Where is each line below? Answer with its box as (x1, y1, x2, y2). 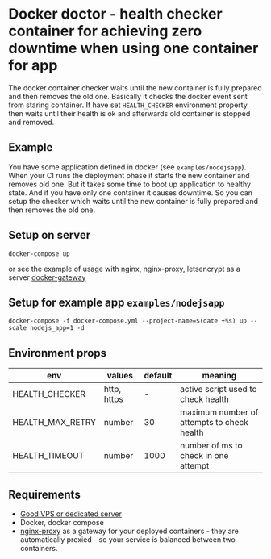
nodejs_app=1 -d (29, 324, 85, 332)
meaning (202, 370, 237, 382)
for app (8, 56, 58, 75)
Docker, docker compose (19, 518, 105, 527)
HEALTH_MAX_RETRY (12, 417, 97, 428)
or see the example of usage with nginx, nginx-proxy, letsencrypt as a (8, 264, 240, 273)
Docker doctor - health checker (8, 5, 223, 23)
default (144, 370, 173, 382)
